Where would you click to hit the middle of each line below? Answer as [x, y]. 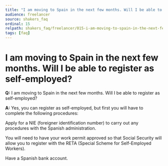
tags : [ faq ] [17, 33]
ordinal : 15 [17, 24]
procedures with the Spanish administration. [51, 128]
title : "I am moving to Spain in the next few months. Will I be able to [84, 10]
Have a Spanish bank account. [37, 158]
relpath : [14, 28]
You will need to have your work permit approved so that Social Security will [83, 137]
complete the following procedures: [42, 113]
